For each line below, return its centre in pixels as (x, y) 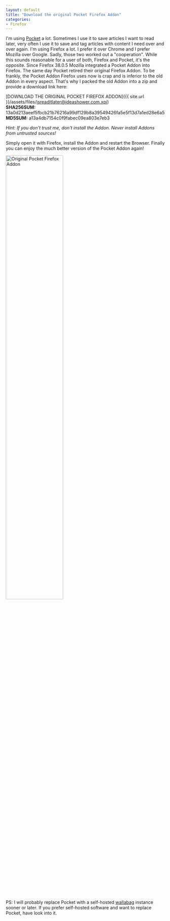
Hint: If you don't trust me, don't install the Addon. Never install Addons (80, 128)
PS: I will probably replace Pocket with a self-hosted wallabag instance (79, 902)
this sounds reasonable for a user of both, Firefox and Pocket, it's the (78, 60)
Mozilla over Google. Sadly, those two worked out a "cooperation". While (81, 55)
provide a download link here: (37, 87)
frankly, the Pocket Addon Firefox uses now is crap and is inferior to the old (84, 76)
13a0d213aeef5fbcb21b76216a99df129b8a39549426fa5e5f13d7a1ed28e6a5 (85, 113)
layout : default (23, 10)
